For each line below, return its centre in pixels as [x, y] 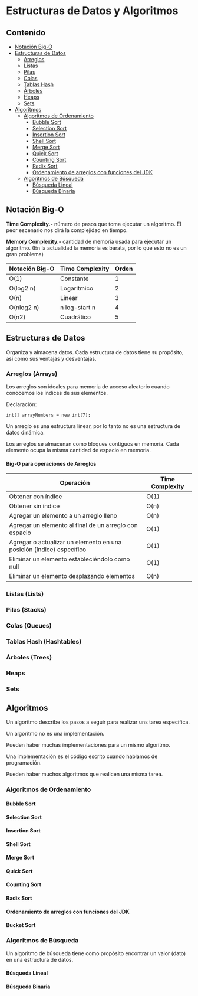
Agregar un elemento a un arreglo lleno [63, 516]
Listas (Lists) [25, 594]
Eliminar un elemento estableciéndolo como [70, 559]
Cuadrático [75, 317]
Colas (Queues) [29, 625]
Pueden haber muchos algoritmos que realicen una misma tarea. [85, 774]
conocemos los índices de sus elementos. [57, 393]
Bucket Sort [21, 925]
